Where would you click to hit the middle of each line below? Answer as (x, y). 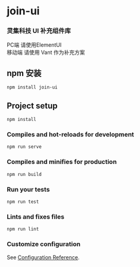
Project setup (32, 106)
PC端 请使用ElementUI (34, 45)
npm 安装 (24, 73)
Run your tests (28, 189)
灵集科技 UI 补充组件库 (39, 31)
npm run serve (24, 147)
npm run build (24, 174)
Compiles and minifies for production (62, 162)
